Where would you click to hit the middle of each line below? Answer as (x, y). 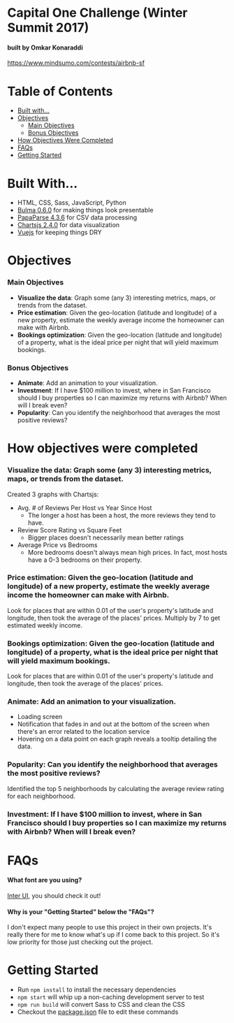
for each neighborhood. (41, 796)
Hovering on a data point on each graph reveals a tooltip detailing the (117, 739)
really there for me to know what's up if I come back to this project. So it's (114, 935)
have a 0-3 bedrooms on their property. (85, 560)
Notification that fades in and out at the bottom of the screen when (113, 724)
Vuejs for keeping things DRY (60, 233)
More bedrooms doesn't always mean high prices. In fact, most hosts (127, 552)
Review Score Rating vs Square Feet (70, 530)
